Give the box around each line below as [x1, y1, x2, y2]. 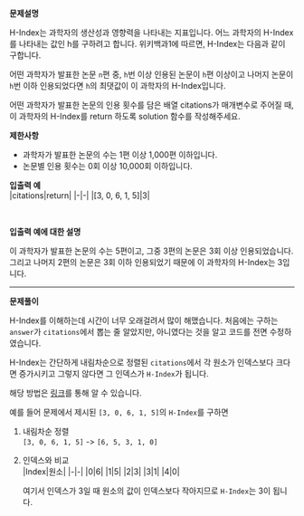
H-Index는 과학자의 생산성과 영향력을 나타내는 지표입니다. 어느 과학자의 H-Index [9, 27, 294, 38]
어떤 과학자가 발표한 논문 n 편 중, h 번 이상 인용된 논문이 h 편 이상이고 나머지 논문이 [9, 69, 294, 80]
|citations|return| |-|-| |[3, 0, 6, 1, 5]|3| [9, 190, 151, 201]
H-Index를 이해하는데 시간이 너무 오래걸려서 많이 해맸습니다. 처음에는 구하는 [9, 315, 279, 326]
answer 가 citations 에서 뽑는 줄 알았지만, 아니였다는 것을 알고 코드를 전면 [9, 327, 268, 337]
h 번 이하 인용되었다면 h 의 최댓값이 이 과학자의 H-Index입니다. [9, 81, 226, 91]
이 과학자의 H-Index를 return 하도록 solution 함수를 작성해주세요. [9, 111, 242, 121]
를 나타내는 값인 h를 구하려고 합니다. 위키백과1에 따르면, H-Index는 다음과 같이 [9, 39, 286, 49]
